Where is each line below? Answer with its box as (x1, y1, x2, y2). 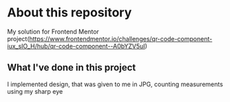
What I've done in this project (7, 62, 136, 73)
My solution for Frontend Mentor (7, 27, 100, 36)
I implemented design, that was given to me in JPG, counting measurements (7, 80, 224, 88)
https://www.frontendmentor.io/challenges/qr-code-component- (29, 34, 213, 42)
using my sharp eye (7, 87, 63, 95)
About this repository (7, 5, 132, 21)
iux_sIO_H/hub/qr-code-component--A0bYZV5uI (7, 42, 145, 50)
